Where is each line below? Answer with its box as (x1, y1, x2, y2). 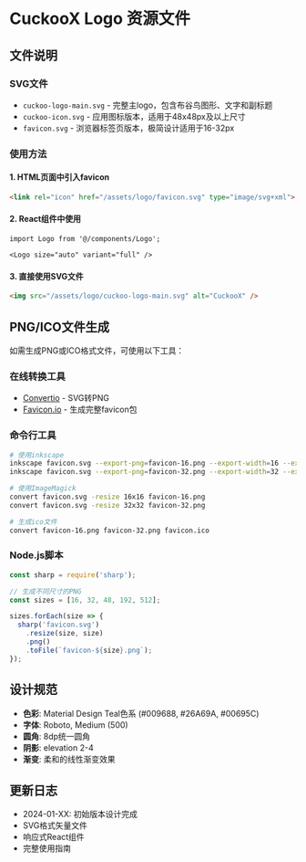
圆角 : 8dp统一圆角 (22, 731, 91, 741)
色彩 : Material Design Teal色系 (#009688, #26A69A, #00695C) (22, 708, 260, 719)
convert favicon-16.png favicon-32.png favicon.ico (9, 526, 209, 535)
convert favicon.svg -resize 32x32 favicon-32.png (9, 500, 206, 510)
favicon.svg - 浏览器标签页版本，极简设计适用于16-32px (22, 122, 235, 133)
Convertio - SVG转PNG (22, 393, 109, 404)
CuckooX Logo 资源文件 (9, 8, 191, 29)
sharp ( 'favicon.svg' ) (17, 620, 100, 630)
